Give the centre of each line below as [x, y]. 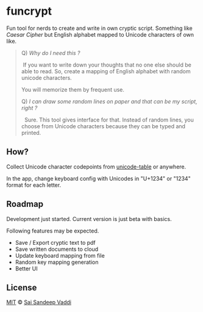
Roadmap [25, 204]
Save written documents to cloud [57, 249]
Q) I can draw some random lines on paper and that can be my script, [109, 101]
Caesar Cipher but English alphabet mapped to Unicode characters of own [100, 34]
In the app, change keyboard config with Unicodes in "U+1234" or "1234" [98, 178]
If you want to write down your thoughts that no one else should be [107, 65]
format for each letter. [34, 185]
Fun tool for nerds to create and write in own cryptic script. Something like [100, 28]
